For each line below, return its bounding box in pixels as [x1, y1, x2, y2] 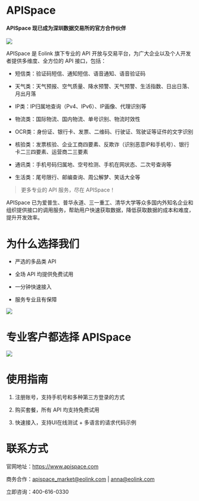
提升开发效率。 [6, 214, 43, 221]
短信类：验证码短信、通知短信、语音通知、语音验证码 [14, 70, 146, 78]
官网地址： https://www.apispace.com [6, 463, 99, 470]
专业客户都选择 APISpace [6, 330, 132, 344]
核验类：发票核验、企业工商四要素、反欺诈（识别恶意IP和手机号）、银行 [14, 141, 189, 148]
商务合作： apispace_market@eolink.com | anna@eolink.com [6, 475, 155, 483]
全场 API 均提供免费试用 [14, 271, 74, 278]
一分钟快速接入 [14, 283, 52, 290]
